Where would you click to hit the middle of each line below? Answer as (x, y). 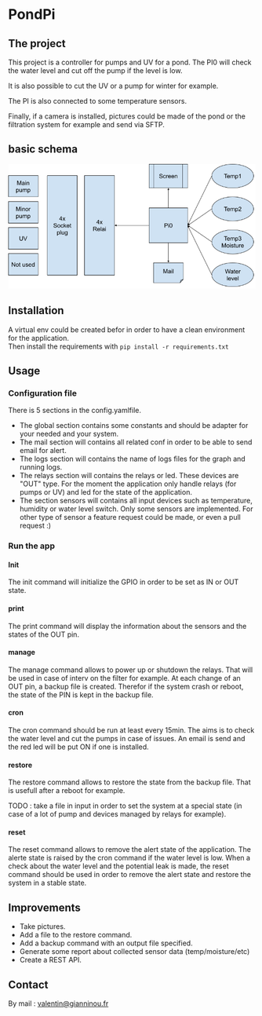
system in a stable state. (47, 883)
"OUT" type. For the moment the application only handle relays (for (128, 484)
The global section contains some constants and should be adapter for (134, 426)
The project (37, 44)
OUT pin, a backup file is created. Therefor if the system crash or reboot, (126, 686)
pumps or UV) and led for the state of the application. (106, 492)
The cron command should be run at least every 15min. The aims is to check (131, 730)
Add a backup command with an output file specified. (106, 943)
